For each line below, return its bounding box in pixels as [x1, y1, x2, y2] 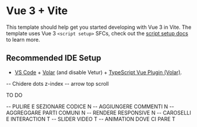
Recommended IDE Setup [6, 53, 102, 63]
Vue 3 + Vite [6, 4, 68, 18]
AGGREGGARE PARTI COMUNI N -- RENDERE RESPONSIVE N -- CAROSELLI [6, 109, 191, 116]
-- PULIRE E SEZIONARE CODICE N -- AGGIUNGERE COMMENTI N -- [6, 103, 175, 110]
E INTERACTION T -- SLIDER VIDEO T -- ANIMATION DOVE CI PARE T [6, 115, 176, 122]
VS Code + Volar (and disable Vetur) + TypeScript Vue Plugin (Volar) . [14, 69, 182, 76]
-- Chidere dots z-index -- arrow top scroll [6, 80, 109, 87]
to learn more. [6, 36, 40, 43]
